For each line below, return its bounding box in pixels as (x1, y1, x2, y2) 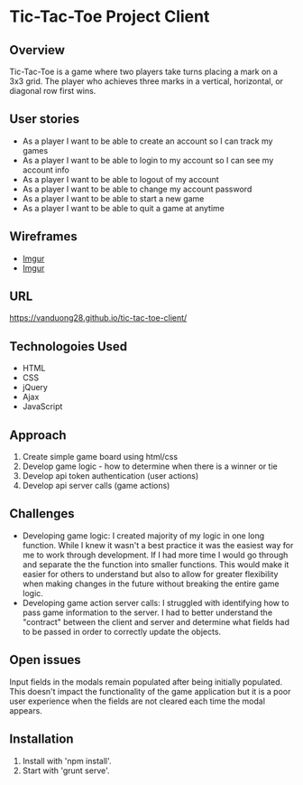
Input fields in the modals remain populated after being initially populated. (9, 676, 283, 687)
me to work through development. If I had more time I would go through (22, 549, 289, 560)
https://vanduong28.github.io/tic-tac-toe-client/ (9, 313, 188, 323)
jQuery (22, 382, 48, 393)
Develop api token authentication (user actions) (22, 471, 199, 481)
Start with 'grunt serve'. (22, 765, 110, 776)
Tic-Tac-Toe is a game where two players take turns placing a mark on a (9, 66, 278, 77)
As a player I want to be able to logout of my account (22, 173, 219, 184)
